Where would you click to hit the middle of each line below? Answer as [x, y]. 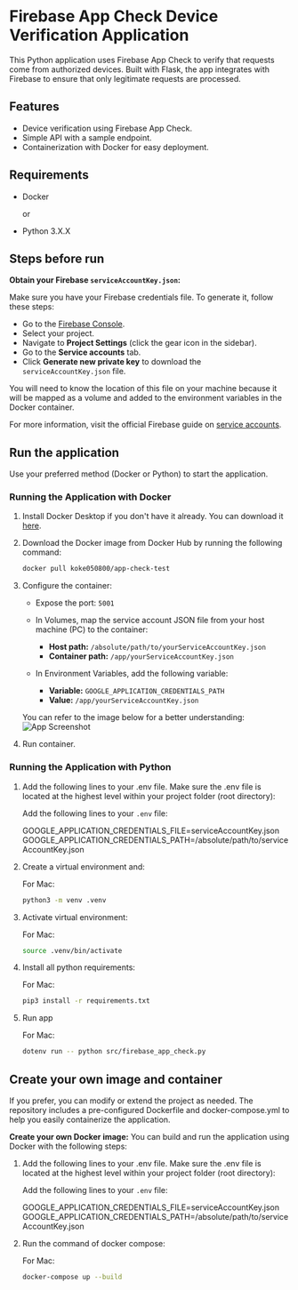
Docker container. [42, 407]
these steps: [32, 307]
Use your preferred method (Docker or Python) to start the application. [139, 474]
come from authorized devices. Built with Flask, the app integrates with [139, 69]
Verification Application [99, 35]
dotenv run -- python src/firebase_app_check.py [114, 1052]
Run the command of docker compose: [94, 1243]
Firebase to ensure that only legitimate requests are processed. [125, 78]
